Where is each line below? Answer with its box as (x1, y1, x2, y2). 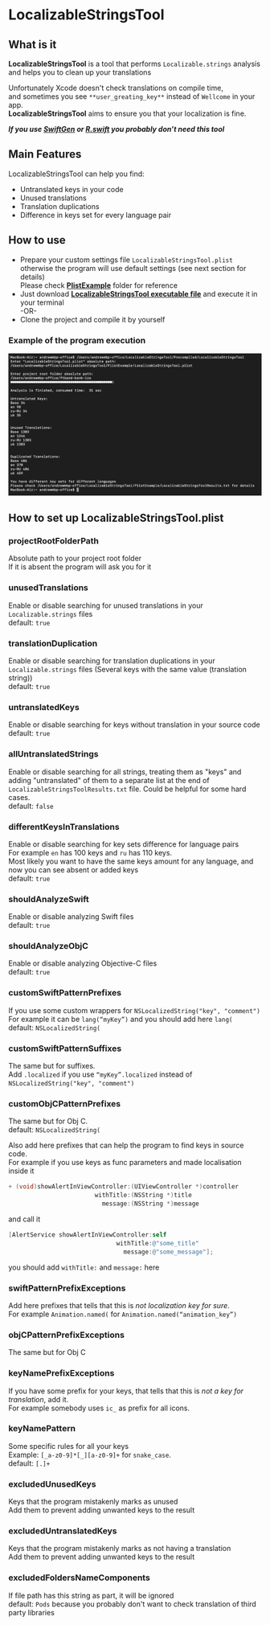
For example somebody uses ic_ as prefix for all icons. (8, 1403, 190, 1413)
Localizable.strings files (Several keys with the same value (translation (8, 664, 247, 674)
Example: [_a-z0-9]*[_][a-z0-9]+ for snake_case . (8, 1450, 171, 1459)
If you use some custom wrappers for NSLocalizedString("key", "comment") (8, 1005, 261, 1015)
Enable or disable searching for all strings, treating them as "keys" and (8, 766, 242, 777)
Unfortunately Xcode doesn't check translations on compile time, (8, 83, 223, 92)
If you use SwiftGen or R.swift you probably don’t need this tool (8, 125, 225, 133)
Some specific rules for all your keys (8, 1441, 129, 1451)
